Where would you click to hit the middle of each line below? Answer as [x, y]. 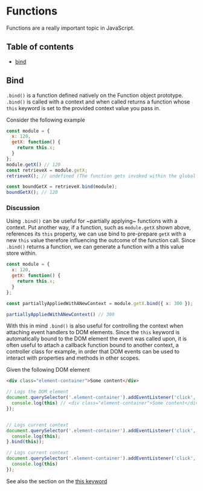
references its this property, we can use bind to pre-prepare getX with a [96, 234]
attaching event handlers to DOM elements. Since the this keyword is [93, 332]
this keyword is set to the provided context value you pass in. [83, 108]
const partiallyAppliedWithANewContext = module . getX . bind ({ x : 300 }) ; [100, 303]
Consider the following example [46, 120]
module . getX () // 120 [34, 165]
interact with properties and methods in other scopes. [73, 358]
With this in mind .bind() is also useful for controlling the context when [95, 326]
